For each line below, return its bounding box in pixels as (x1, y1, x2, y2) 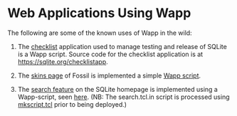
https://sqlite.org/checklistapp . (17, 57, 108, 65)
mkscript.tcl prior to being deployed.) (17, 100, 127, 108)
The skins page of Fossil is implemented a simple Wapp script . (17, 71, 201, 80)
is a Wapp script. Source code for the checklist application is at (17, 50, 204, 58)
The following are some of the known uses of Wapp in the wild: (7, 28, 192, 37)
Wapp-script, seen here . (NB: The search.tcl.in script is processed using (17, 93, 230, 101)
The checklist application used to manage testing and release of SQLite (17, 42, 228, 51)
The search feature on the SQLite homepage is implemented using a (17, 85, 218, 93)
